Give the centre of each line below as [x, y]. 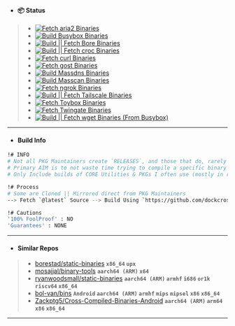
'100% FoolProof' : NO [40, 219]
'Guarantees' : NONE [37, 226]
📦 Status [31, 10]
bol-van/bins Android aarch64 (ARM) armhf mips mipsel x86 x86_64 [127, 293]
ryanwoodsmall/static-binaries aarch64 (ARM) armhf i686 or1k [122, 278]
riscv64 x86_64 [56, 287]
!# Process [23, 187]
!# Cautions [24, 213]
